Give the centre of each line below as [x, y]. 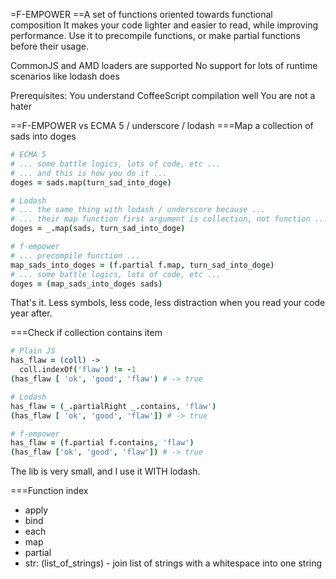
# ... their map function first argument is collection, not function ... [169, 219]
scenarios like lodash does [65, 76]
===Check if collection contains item [86, 333]
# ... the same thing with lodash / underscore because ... [138, 210]
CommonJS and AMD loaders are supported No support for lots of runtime [164, 65]
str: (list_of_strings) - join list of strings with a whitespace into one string [173, 563]
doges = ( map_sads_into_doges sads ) [86, 284]
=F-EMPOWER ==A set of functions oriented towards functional [141, 14]
